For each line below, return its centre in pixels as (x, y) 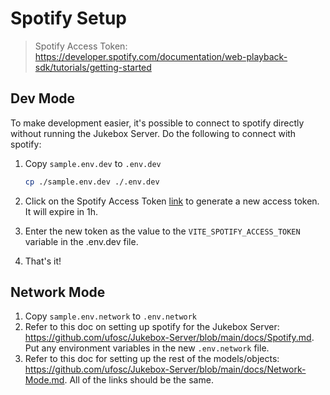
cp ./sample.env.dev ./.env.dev (92, 182)
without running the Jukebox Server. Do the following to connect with (153, 133)
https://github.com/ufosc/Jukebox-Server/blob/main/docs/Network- (165, 369)
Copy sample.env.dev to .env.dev (93, 163)
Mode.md (44, 380)
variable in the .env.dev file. (81, 241)
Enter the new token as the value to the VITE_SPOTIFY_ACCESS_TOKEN (162, 231)
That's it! (43, 261)
